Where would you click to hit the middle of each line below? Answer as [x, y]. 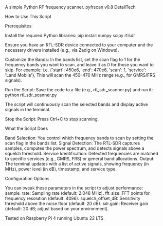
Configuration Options [27, 178]
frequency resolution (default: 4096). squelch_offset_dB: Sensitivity [73, 198]
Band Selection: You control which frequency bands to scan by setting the [79, 138]
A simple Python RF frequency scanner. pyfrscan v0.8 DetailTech [71, 7]
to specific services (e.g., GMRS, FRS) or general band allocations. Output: [80, 159]
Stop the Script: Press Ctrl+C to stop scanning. [52, 119]
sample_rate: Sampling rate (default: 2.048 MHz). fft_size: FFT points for [77, 193]
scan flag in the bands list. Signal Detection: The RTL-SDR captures [72, 143]
